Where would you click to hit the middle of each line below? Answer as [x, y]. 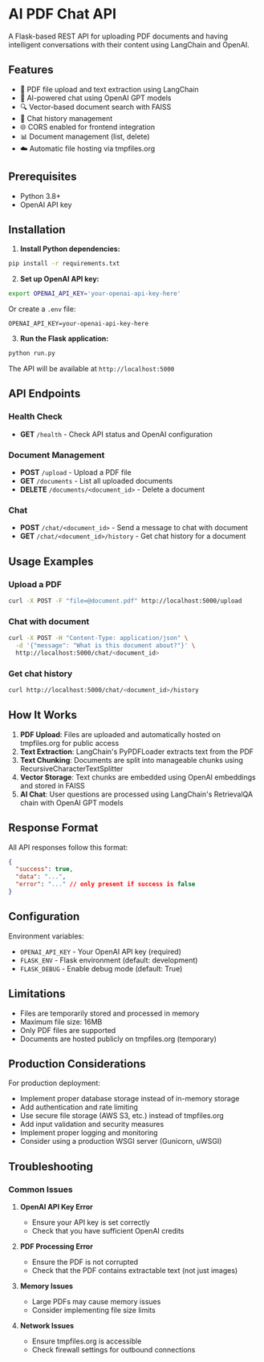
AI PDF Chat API [63, 14]
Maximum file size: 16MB [61, 1021]
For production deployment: [54, 1083]
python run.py [32, 354]
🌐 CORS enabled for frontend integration [87, 127]
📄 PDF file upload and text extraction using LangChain [109, 89]
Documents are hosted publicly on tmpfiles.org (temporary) [118, 1039]
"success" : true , [45, 869]
